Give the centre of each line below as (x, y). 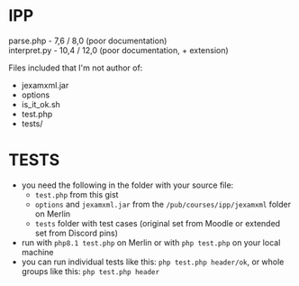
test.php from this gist (77, 194)
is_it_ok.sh (41, 104)
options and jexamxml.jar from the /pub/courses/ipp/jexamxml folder (163, 204)
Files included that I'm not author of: (76, 68)
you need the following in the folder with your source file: (127, 185)
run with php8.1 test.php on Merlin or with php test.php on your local (151, 242)
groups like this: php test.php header (90, 271)
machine (38, 252)
